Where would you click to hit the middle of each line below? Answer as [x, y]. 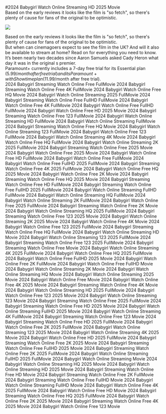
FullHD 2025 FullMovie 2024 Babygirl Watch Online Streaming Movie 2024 [81, 359]
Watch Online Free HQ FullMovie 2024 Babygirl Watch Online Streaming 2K [82, 142]
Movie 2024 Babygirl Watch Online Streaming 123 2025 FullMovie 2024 [78, 237]
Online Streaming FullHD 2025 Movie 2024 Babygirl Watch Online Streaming [83, 311]
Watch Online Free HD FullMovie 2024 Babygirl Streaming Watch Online [78, 184]
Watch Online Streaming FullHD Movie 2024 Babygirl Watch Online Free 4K [82, 385]
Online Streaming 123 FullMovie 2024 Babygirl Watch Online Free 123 [76, 132]
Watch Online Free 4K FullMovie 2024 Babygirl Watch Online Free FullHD [79, 105]
